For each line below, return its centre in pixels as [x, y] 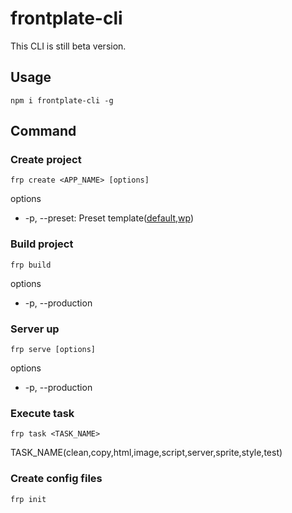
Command [43, 131]
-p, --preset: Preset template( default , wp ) [109, 218]
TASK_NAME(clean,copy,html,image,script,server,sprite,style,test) [146, 453]
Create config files [56, 479]
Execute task [42, 413]
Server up [35, 329]
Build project [42, 244]
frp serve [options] [53, 350]
